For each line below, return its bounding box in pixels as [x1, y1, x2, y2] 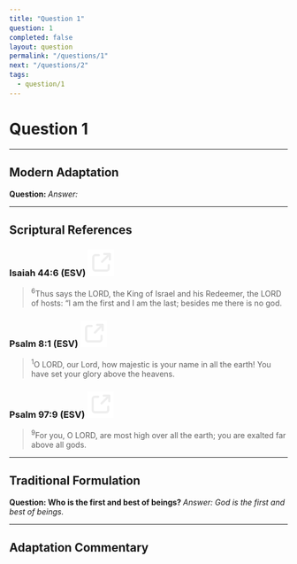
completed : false [9, 33, 73, 42]
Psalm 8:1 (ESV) [9, 337, 79, 350]
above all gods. [30, 439, 87, 450]
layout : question [9, 42, 73, 51]
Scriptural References [9, 222, 133, 237]
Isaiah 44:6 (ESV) [9, 267, 87, 279]
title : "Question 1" [9, 14, 86, 23]
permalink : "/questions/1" [9, 51, 109, 61]
